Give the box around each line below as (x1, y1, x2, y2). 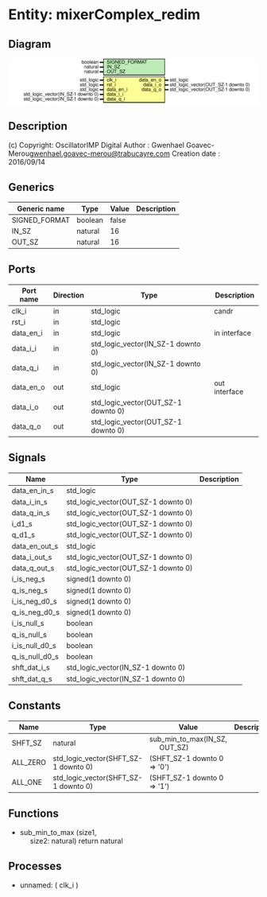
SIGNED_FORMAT (11, 215, 70, 224)
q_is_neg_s (11, 585, 48, 595)
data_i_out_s (11, 552, 52, 561)
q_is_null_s (11, 630, 48, 639)
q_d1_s (11, 530, 36, 540)
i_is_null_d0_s (11, 640, 57, 650)
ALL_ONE (11, 777, 42, 786)
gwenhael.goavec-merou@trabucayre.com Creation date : (29, 149, 221, 158)
